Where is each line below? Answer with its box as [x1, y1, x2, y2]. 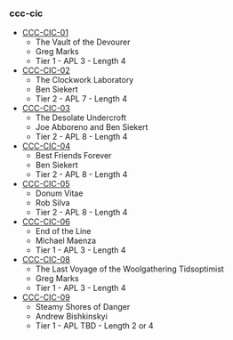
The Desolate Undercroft [35, 112, 127, 123]
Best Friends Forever [35, 150, 112, 161]
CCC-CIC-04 [21, 141, 71, 151]
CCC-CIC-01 [21, 28, 69, 38]
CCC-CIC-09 [21, 292, 71, 303]
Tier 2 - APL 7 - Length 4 [35, 93, 127, 104]
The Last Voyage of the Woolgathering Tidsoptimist [35, 263, 224, 274]
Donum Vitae [35, 188, 84, 198]
